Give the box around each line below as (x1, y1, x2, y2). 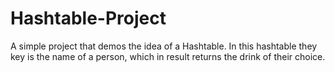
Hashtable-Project (10, 7, 167, 30)
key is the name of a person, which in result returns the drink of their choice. (10, 50, 326, 62)
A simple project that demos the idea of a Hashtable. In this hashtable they (10, 40, 318, 52)
